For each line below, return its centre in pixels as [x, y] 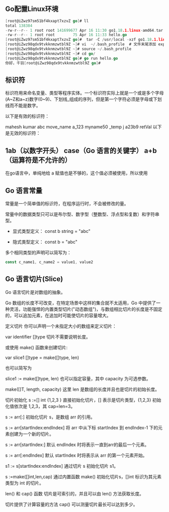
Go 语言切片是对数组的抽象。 [35, 292]
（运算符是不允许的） [38, 160]
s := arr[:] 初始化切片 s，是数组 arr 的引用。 [50, 417]
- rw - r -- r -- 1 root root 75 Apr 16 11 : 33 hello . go [66, 35]
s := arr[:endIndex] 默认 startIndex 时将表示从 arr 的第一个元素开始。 [76, 455]
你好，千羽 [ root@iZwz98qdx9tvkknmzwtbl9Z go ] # [53, 63]
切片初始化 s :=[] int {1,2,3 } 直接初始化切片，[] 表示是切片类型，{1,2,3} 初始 [83, 400]
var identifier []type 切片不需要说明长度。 [48, 336]
